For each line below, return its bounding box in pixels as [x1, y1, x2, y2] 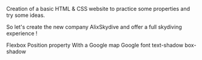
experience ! [6, 30, 38, 37]
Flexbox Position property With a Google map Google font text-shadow [6, 42, 184, 48]
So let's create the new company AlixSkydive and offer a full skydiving [6, 24, 182, 30]
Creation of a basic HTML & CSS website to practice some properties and [6, 5, 190, 12]
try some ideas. [6, 12, 45, 19]
